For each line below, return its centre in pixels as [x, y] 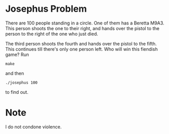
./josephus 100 [22, 83]
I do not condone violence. [34, 127]
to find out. [17, 92]
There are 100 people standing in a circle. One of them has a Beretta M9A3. [85, 23]
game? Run [17, 55]
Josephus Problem [46, 9]
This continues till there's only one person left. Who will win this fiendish [81, 49]
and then [15, 73]
